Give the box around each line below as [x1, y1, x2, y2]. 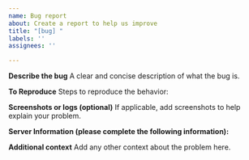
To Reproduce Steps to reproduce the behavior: [8, 86, 169, 97]
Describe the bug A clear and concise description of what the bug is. [8, 71, 240, 81]
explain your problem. [8, 111, 81, 121]
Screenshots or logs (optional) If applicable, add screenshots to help [8, 103, 241, 112]
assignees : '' [8, 42, 57, 50]
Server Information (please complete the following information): [8, 127, 230, 137]
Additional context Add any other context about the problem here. [8, 142, 231, 152]
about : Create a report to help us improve [8, 19, 158, 27]
